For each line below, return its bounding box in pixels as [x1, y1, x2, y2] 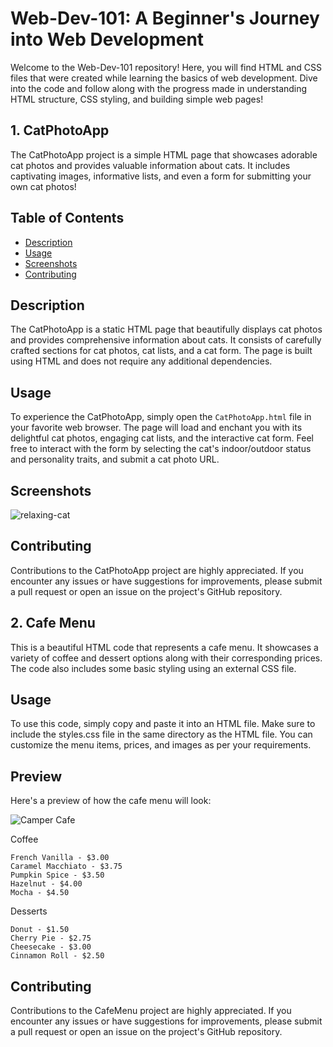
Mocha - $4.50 [10, 888, 70, 898]
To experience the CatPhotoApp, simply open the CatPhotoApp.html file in [10, 411, 312, 423]
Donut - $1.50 [10, 925, 70, 935]
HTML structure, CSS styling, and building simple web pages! [10, 93, 264, 105]
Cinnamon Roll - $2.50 [10, 951, 105, 961]
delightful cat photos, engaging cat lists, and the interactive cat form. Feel [10, 432, 314, 444]
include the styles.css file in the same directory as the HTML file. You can [10, 728, 313, 741]
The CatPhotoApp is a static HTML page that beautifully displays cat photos [10, 323, 323, 336]
